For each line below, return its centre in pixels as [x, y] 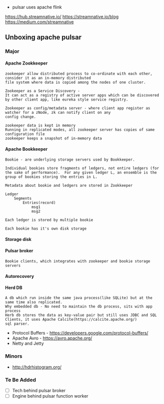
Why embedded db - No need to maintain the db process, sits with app [79, 307]
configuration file [25, 134]
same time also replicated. [34, 303]
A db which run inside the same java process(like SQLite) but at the [79, 298]
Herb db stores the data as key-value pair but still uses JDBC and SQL [81, 315]
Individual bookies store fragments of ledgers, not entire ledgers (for [82, 168]
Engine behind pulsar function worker [50, 396]
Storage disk [18, 239]
